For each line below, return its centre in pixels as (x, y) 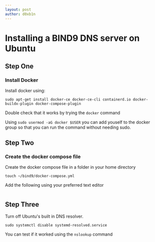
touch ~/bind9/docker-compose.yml (40, 176)
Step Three (22, 205)
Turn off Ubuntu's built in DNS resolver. (44, 216)
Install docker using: (25, 91)
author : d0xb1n (20, 14)
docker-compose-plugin (58, 104)
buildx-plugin (19, 104)
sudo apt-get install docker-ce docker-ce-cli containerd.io (68, 100)
